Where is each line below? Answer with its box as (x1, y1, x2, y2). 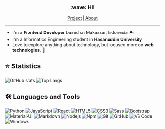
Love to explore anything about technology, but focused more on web (12, 42, 154, 48)
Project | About (67, 15, 98, 21)
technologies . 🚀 (12, 47, 45, 53)
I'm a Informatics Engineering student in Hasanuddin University (12, 36, 142, 43)
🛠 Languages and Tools (5, 93, 80, 101)
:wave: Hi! (70, 4, 95, 11)
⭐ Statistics (5, 62, 41, 70)
